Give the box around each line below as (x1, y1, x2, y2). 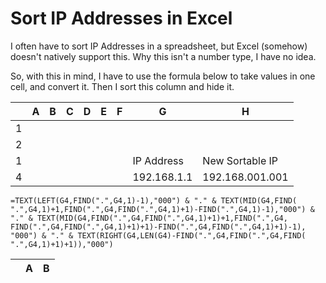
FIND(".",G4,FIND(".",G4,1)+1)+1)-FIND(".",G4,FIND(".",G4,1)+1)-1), (10, 222, 307, 232)
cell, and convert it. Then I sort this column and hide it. (10, 80, 235, 92)
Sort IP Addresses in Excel (10, 7, 233, 30)
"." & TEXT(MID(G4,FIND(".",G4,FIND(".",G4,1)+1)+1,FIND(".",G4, (10, 213, 288, 223)
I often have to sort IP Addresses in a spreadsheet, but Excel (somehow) (10, 40, 308, 52)
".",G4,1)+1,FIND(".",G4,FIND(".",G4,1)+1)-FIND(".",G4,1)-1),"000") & (10, 204, 315, 214)
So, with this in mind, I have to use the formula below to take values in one (10, 70, 316, 82)
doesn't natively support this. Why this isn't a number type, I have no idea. (10, 50, 317, 62)
